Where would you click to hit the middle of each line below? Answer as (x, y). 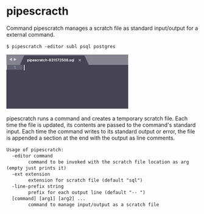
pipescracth (37, 11)
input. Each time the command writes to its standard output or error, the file (101, 131)
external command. (30, 34)
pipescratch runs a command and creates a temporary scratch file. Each (97, 118)
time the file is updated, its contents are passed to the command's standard (101, 125)
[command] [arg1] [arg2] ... (49, 198)
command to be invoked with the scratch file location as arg (109, 162)
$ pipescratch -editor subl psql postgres (61, 46)
